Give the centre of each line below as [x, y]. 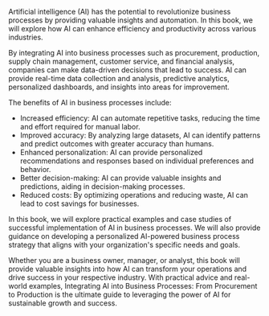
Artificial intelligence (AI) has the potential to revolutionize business [120, 12]
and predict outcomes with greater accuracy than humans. [117, 144]
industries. [26, 37]
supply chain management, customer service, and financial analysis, [122, 61]
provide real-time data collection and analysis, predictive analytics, [119, 78]
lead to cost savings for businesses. [79, 203]
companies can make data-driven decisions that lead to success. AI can [128, 70]
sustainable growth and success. [63, 303]
